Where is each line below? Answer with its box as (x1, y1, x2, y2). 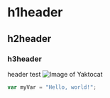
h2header (7, 33, 52, 45)
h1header (7, 4, 63, 21)
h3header (7, 54, 43, 64)
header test (7, 70, 41, 78)
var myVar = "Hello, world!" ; (7, 83, 97, 91)
